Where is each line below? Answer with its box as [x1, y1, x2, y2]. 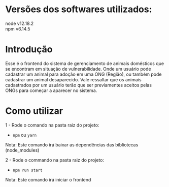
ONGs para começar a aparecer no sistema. [5, 87, 97, 93]
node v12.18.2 [5, 20, 34, 26]
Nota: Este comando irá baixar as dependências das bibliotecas [5, 141, 139, 148]
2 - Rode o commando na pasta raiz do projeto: [5, 157, 105, 163]
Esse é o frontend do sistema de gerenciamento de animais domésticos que [5, 60, 164, 67]
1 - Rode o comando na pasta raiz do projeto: [5, 122, 99, 128]
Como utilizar [5, 105, 63, 117]
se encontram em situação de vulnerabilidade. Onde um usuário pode [5, 66, 151, 72]
